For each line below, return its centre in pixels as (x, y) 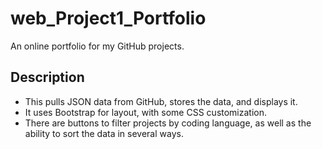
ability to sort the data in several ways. (104, 133)
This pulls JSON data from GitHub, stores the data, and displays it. (161, 101)
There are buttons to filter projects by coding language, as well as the (168, 123)
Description (47, 77)
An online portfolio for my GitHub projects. (97, 46)
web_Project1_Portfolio (108, 18)
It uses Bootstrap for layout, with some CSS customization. (146, 112)
